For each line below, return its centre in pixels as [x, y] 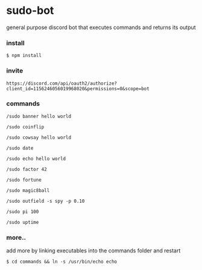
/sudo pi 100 [23, 212]
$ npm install [24, 56]
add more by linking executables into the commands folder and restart [93, 251]
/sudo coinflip [25, 127]
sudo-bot [30, 11]
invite [15, 71]
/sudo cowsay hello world [39, 137]
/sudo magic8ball [28, 190]
